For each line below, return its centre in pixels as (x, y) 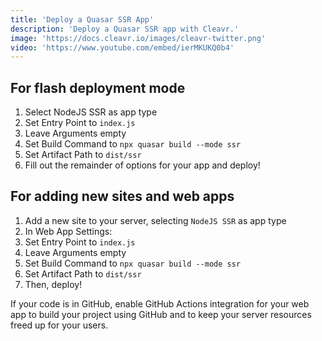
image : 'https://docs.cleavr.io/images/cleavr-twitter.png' (138, 38)
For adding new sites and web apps (122, 196)
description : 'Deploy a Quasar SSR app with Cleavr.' (125, 29)
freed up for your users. (59, 325)
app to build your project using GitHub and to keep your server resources (161, 314)
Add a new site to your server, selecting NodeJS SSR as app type (155, 220)
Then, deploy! (53, 284)
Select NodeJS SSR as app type (91, 112)
